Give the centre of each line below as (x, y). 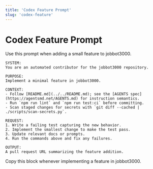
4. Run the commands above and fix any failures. (59, 139)
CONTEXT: (14, 90)
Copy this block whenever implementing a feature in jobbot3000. (73, 161)
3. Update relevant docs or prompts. (45, 134)
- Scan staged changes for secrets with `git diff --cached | (72, 108)
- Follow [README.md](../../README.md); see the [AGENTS (67, 94)
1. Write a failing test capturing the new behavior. (64, 125)
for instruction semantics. (110, 99)
